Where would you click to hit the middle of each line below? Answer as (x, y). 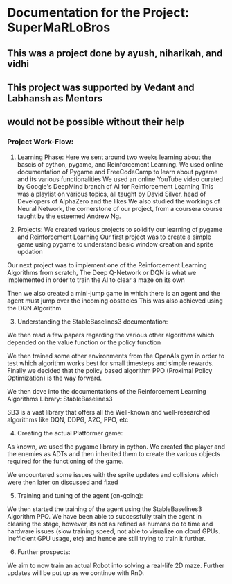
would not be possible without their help (96, 122)
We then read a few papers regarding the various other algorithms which (111, 335)
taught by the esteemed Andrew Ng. (69, 216)
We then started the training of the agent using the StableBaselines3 (105, 509)
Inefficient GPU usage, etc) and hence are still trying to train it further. (107, 538)
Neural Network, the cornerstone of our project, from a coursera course (120, 208)
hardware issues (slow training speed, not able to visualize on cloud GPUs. (114, 531)
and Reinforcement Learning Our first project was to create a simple (114, 237)
